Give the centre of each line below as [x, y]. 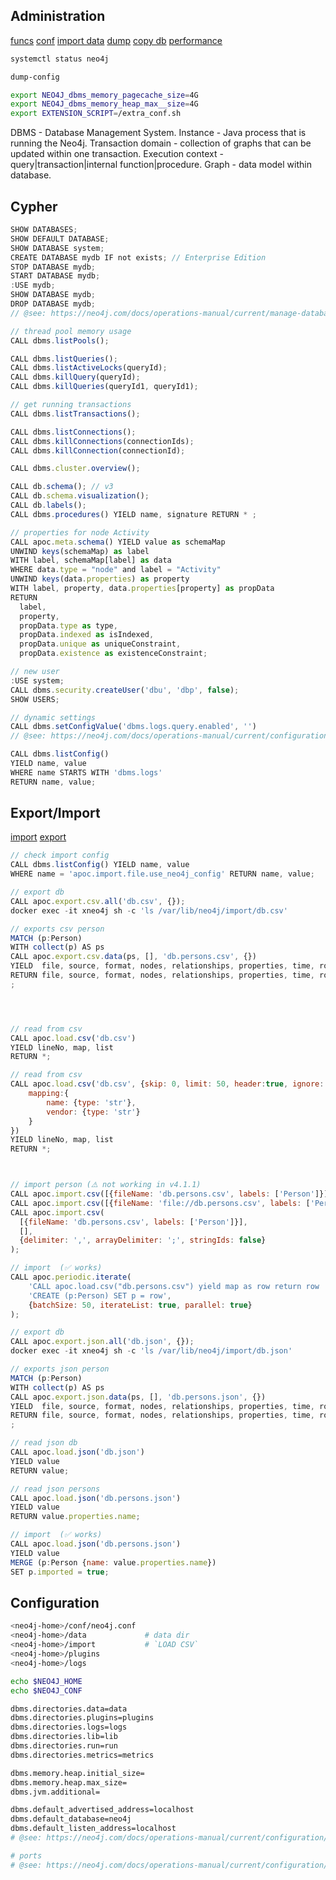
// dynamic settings [53, 717]
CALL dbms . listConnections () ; [73, 432]
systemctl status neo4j [60, 59]
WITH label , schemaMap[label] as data [91, 560]
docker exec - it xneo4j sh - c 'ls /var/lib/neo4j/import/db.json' [151, 1351]
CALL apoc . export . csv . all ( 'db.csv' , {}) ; [98, 901]
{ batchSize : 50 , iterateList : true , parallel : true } [140, 1305]
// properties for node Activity [80, 532]
